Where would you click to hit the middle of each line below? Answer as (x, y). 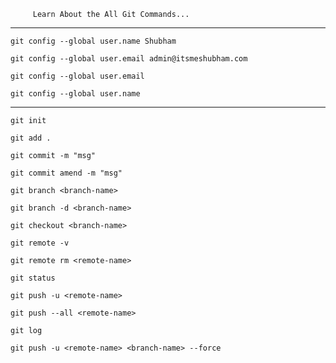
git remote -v (40, 243)
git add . (31, 138)
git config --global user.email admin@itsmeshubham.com (129, 59)
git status (33, 278)
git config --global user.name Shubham (93, 41)
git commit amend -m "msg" (66, 173)
